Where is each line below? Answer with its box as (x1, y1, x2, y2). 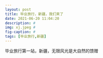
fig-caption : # (5, 29, 36, 34)
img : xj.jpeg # (5, 25, 36, 30)
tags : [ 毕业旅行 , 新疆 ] (5, 34, 46, 39)
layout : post (5, 7, 31, 12)
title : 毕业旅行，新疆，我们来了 (5, 12, 64, 16)
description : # (5, 20, 36, 26)
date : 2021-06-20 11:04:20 (5, 16, 59, 21)
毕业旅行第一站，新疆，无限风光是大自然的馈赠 (5, 48, 98, 54)
